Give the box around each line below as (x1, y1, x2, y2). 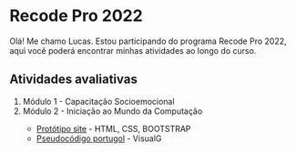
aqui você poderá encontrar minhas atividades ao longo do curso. (9, 45, 257, 56)
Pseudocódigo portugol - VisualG (36, 133, 162, 144)
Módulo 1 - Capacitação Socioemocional (22, 96, 175, 107)
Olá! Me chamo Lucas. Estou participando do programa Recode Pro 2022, (9, 36, 287, 46)
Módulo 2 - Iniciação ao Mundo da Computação (22, 106, 203, 117)
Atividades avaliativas (9, 72, 138, 87)
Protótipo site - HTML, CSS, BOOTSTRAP (36, 123, 191, 134)
